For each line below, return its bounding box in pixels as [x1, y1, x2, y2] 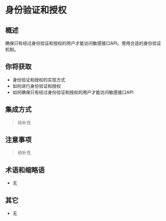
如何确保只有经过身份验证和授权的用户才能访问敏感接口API [12, 89, 134, 95]
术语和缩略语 [5, 165, 45, 174]
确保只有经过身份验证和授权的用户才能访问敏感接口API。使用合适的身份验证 [5, 40, 161, 46]
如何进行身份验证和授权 [12, 83, 61, 89]
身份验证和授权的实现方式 [12, 76, 65, 82]
